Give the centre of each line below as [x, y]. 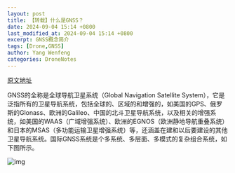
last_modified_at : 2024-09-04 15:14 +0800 [70, 33]
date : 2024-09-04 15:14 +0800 [52, 27]
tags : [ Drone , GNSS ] [36, 46]
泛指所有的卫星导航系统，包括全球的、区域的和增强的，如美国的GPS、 [109, 104]
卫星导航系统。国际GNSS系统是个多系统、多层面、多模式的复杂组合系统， [114, 139]
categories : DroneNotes [42, 60]
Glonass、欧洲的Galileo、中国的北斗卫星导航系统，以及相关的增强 [115, 112]
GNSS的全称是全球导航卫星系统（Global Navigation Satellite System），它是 [116, 95]
